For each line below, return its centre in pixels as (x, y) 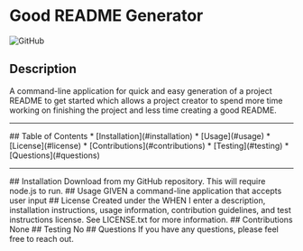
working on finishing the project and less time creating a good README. (143, 110)
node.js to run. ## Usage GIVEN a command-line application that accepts (146, 191)
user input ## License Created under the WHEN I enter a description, (138, 200)
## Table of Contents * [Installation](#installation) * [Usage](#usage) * (140, 135)
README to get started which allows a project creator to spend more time (146, 100)
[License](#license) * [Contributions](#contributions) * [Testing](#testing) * (149, 145)
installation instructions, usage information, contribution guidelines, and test (150, 209)
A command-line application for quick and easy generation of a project (141, 90)
